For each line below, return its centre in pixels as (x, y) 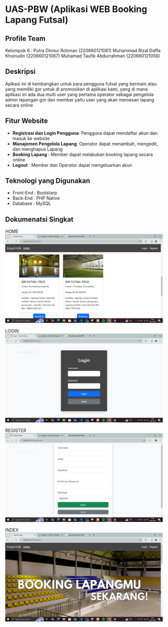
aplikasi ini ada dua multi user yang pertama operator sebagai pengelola (79, 94)
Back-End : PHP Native (36, 198)
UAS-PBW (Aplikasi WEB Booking (76, 9)
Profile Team (25, 38)
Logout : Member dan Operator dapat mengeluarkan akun (72, 165)
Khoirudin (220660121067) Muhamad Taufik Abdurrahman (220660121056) (83, 56)
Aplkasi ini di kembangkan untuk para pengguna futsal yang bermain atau (81, 83)
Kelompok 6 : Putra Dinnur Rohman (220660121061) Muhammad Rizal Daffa (83, 50)
